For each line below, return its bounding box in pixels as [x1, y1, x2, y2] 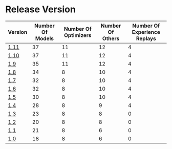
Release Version [5, 4, 76, 15]
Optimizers [63, 32, 92, 39]
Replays [136, 35, 156, 42]
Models [35, 35, 54, 42]
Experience [132, 28, 160, 35]
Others [102, 35, 120, 42]
